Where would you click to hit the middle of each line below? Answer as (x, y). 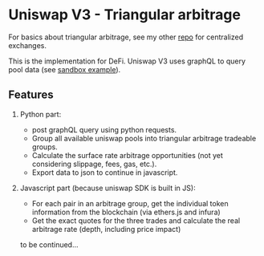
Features (31, 95)
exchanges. (27, 45)
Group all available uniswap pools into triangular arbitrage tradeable (144, 138)
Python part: (41, 114)
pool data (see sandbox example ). (65, 69)
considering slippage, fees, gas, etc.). (94, 164)
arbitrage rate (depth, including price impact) (106, 229)
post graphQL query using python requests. (104, 129)
